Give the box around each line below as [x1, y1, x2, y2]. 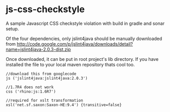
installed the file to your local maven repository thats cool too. [6, 61, 135, 67]
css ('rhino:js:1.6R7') [6, 89, 56, 94]
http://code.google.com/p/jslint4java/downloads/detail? [16, 41, 133, 47]
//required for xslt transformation [6, 98, 83, 103]
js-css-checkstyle [6, 4, 85, 15]
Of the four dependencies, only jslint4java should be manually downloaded [6, 35, 162, 42]
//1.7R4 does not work [6, 85, 54, 90]
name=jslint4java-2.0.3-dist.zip [6, 46, 71, 52]
